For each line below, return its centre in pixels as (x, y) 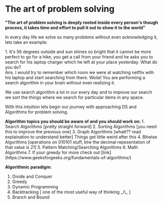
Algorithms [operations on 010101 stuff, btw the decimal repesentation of (78, 142)
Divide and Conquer (32, 176)
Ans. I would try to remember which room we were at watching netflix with (80, 72)
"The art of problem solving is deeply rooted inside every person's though (81, 22)
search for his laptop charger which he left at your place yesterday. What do (81, 62)
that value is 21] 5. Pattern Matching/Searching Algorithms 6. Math (72, 147)
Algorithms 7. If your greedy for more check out (53, 152)
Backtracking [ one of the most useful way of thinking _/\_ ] (71, 192)
